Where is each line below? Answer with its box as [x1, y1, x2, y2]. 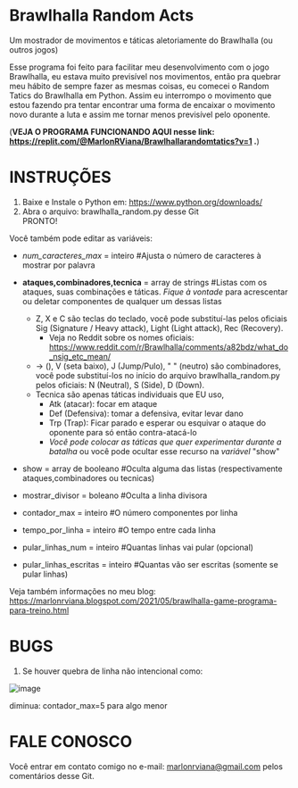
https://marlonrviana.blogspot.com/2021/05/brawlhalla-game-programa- [9, 595, 277, 606]
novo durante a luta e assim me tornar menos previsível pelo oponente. [9, 109, 270, 120]
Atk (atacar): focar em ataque [48, 398, 158, 409]
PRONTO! [21, 215, 58, 226]
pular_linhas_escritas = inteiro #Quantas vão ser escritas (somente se [21, 559, 278, 569]
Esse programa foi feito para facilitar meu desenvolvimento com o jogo [9, 62, 269, 72]
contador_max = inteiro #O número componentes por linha [21, 507, 238, 518]
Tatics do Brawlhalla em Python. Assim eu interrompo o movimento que [9, 90, 272, 101]
